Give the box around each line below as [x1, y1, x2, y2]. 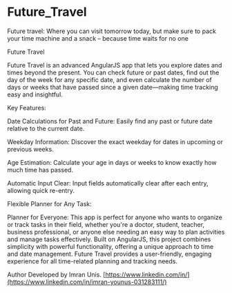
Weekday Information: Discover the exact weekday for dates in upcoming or [7, 137, 223, 145]
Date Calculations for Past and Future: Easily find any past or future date [7, 117, 213, 125]
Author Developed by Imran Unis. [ [7, 270, 106, 279]
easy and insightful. [7, 90, 64, 99]
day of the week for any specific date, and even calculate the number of [7, 75, 213, 83]
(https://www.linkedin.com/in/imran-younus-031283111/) [7, 277, 167, 286]
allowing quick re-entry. [7, 186, 75, 194]
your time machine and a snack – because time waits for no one [7, 34, 188, 42]
